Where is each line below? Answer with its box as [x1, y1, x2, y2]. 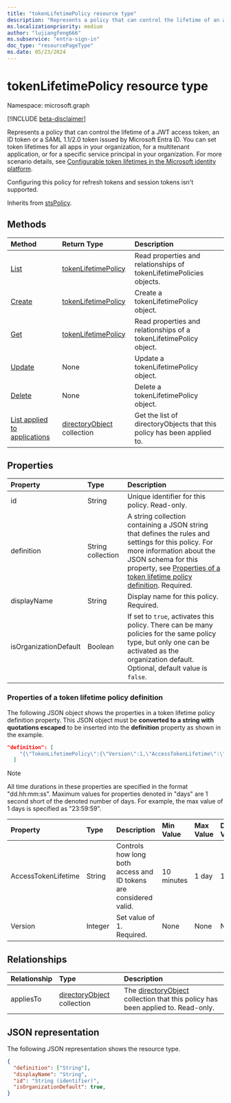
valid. [115, 901, 134, 911]
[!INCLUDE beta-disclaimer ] [7, 115, 86, 123]
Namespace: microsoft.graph [7, 101, 90, 109]
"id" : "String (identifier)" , [13, 1077, 100, 1084]
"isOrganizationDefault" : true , [13, 1084, 107, 1091]
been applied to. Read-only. [123, 1003, 215, 1013]
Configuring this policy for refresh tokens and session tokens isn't [7, 177, 194, 186]
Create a [134, 288, 163, 297]
